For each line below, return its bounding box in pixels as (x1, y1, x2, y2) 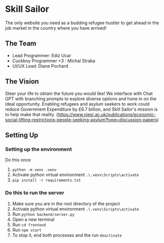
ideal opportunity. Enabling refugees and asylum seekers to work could (5, 101, 150, 107)
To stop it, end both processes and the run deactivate (12, 232, 122, 238)
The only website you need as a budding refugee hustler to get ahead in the (5, 20, 159, 26)
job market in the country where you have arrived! (5, 25, 107, 31)
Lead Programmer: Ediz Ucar (12, 52, 71, 58)
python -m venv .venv (12, 167, 57, 172)
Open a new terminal (12, 216, 55, 222)
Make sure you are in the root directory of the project (12, 201, 120, 206)
